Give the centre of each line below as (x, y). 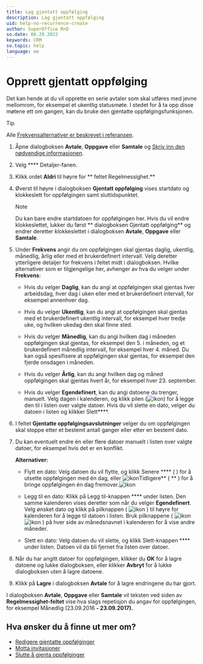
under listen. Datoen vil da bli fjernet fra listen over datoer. (97, 547)
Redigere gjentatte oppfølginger (55, 642)
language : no (23, 52)
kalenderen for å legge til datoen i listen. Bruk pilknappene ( (98, 515)
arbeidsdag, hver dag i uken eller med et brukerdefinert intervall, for (109, 293)
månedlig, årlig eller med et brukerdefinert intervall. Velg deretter (96, 256)
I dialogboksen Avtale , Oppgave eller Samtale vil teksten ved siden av (94, 595)
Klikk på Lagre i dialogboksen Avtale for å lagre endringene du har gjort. (105, 583)
